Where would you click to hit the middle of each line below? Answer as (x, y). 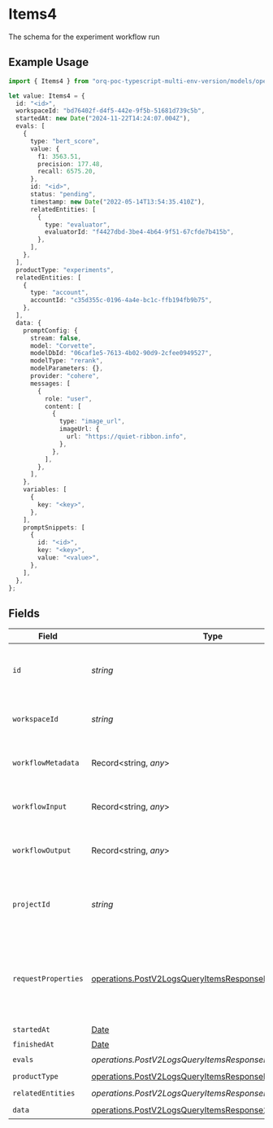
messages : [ (50, 384)
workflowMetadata (46, 763)
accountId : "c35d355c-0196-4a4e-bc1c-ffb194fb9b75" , (121, 301)
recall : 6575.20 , (67, 172)
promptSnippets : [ (54, 527)
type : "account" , (59, 293)
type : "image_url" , (93, 421)
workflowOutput (42, 851)
